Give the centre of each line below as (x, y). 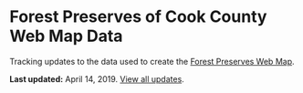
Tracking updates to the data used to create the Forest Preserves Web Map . (152, 61)
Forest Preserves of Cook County (138, 17)
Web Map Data (66, 36)
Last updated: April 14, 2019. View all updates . (97, 78)
